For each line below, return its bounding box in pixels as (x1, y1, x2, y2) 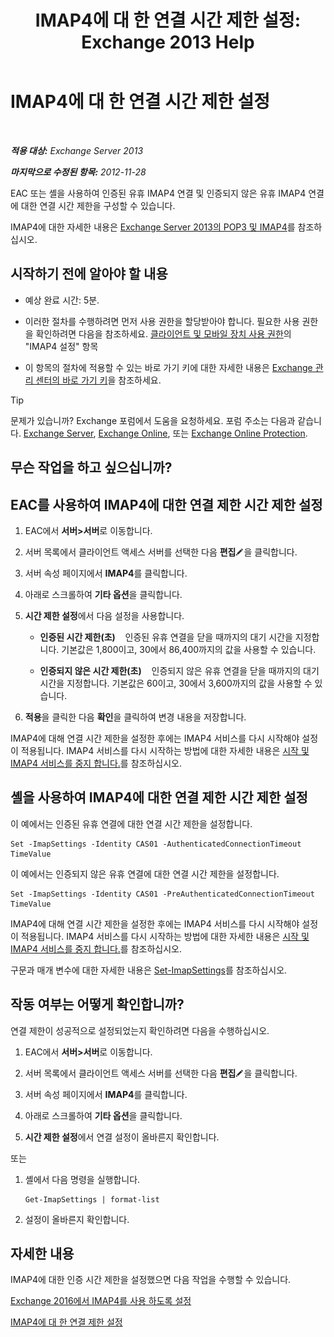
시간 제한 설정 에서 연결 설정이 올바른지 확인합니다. (24, 1131, 220, 1143)
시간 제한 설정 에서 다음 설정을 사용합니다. (24, 609, 185, 621)
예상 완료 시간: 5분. (24, 294, 100, 306)
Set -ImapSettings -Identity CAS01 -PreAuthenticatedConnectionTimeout (10, 889, 315, 899)
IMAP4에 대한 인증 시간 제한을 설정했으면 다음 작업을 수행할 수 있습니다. (10, 1274, 292, 1286)
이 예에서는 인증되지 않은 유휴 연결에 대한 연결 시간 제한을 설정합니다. (10, 867, 280, 880)
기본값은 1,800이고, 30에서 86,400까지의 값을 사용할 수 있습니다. (61, 643, 317, 655)
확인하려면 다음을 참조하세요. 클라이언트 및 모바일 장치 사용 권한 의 (35, 327, 292, 340)
